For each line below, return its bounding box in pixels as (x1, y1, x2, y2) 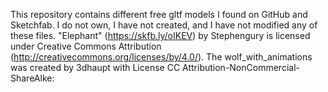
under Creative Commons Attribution (10, 40, 162, 52)
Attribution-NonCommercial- (182, 62, 300, 73)
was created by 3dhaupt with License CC (10, 62, 181, 73)
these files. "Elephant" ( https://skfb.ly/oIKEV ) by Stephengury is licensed (10, 30, 311, 41)
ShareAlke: (10, 72, 55, 84)
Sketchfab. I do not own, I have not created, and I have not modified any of (10, 19, 318, 31)
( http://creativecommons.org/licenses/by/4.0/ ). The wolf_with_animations (10, 51, 313, 63)
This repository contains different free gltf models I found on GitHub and (10, 9, 308, 20)
